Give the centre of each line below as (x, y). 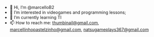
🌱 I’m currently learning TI (35, 17)
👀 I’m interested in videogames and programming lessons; (68, 12)
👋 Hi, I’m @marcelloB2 (32, 7)
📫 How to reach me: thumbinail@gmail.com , (54, 23)
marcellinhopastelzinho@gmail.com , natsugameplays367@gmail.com (79, 29)
